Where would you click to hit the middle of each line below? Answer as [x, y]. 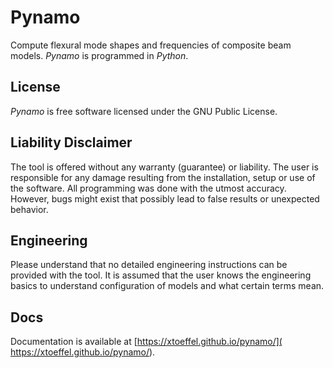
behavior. [29, 209]
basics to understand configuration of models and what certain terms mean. [167, 286]
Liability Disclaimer [71, 142]
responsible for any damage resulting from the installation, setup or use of [163, 177]
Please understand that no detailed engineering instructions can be [149, 265]
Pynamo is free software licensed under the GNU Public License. [144, 111]
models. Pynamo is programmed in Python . [99, 55]
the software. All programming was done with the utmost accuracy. [148, 188]
